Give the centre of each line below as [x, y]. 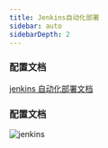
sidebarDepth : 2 [40, 34]
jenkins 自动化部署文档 [51, 88]
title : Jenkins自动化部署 [54, 17]
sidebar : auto [36, 26]
